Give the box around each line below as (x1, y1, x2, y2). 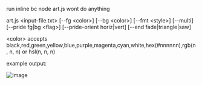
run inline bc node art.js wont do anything (6, 5, 110, 12)
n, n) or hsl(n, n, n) (8, 48, 56, 55)
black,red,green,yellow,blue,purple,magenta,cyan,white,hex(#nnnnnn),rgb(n (6, 42, 196, 49)
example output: (6, 60, 47, 67)
